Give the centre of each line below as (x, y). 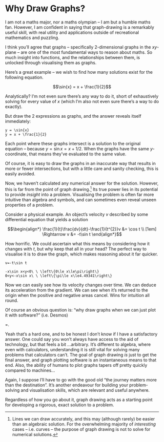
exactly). (14, 106)
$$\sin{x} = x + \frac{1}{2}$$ (82, 86)
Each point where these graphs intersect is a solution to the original (73, 143)
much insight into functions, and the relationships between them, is (72, 57)
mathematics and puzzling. (32, 38)
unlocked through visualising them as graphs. (51, 63)
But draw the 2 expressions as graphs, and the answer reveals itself (73, 116)
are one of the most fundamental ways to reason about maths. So (87, 52)
